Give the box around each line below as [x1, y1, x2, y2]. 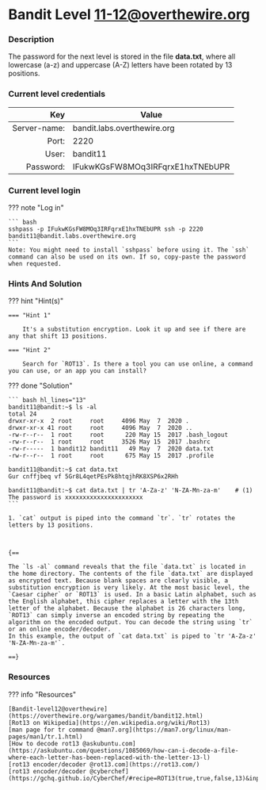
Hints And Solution [8, 278, 82, 289]
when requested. [8, 260, 62, 268]
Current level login [8, 185, 81, 196]
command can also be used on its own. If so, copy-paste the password [8, 253, 246, 261]
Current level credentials [8, 89, 105, 100]
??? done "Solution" [8, 381, 73, 390]
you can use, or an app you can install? [8, 367, 147, 375]
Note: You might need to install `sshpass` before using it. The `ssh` [8, 246, 249, 255]
